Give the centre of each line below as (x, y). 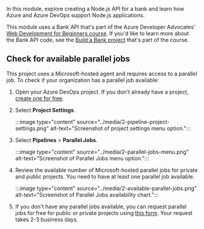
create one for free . (39, 98)
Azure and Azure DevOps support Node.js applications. (76, 15)
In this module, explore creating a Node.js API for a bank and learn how (95, 9)
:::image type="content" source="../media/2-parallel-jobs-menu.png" (102, 152)
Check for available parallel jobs (68, 59)
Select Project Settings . (45, 110)
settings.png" (32, 128)
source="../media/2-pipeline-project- (123, 121)
